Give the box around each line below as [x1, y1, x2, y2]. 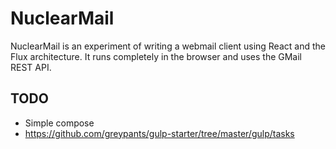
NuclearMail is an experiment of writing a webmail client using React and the [10, 40, 326, 52]
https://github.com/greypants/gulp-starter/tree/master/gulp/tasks [24, 127, 295, 139]
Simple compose [24, 117, 95, 129]
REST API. [10, 61, 52, 73]
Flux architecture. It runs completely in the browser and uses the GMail [10, 50, 303, 62]
